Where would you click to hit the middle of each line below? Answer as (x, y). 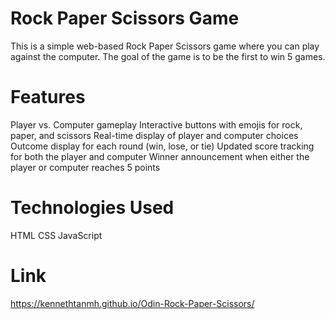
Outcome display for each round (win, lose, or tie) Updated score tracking (162, 146)
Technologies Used (92, 208)
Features (48, 97)
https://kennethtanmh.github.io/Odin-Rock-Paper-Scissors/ (132, 303)
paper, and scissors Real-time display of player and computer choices (154, 135)
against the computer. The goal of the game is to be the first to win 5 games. (168, 56)
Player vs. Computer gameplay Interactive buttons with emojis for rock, (156, 124)
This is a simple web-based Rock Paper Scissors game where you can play (165, 46)
